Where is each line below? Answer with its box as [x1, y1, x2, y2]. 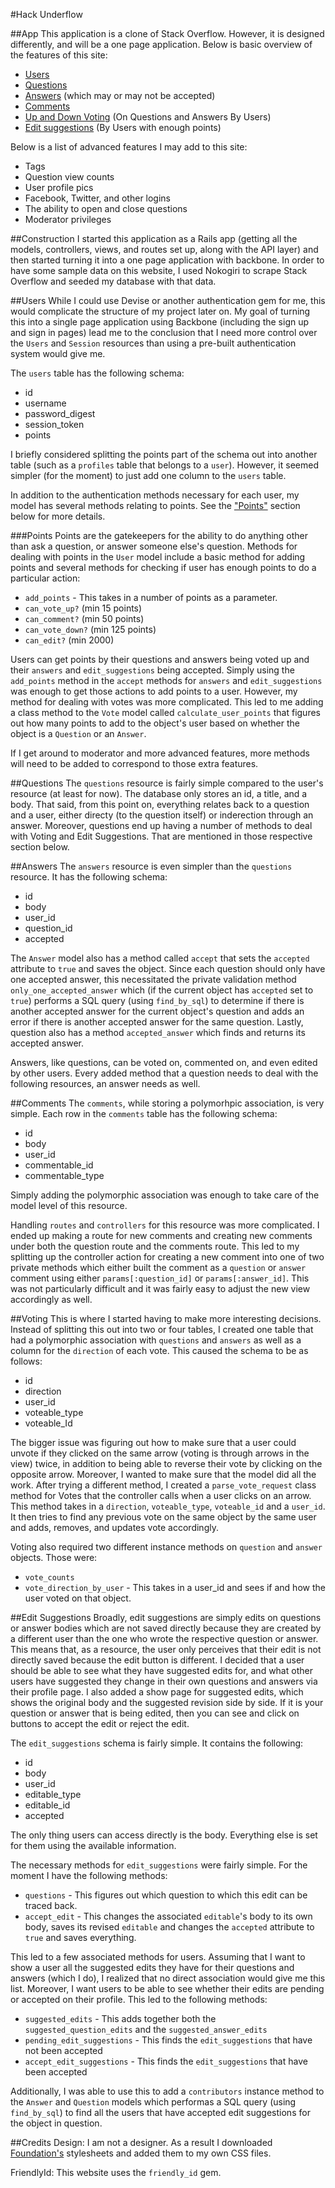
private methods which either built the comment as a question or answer [10, 1262, 307, 1273]
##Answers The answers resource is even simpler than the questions [10, 860, 293, 872]
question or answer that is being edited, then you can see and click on [10, 1707, 300, 1719]
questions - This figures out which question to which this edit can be [24, 1889, 308, 1901]
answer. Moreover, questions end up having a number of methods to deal [10, 820, 313, 831]
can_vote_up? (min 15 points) [24, 602, 143, 614]
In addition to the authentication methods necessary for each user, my [10, 489, 300, 501]
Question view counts [24, 171, 115, 183]
